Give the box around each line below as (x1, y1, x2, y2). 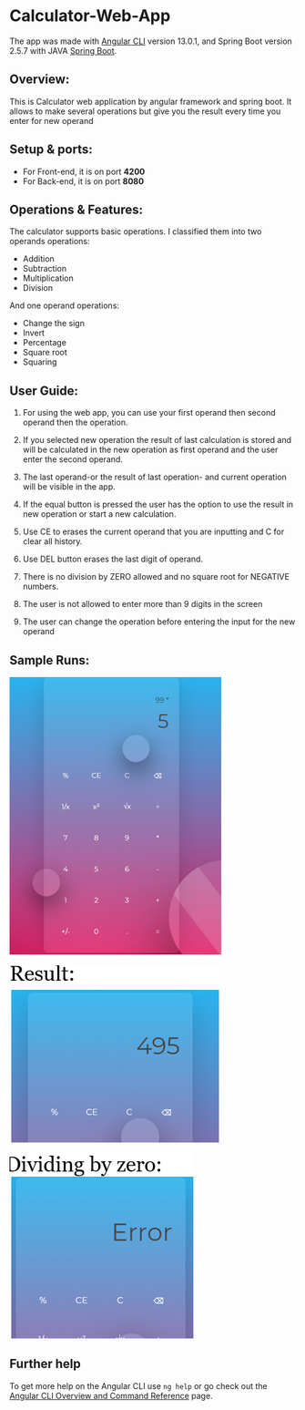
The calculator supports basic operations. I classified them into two (9, 226, 262, 237)
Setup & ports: (9, 142, 93, 158)
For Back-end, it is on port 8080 (22, 175, 144, 187)
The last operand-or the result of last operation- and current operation (22, 471, 287, 483)
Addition (22, 253, 55, 264)
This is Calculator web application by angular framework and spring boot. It (9, 96, 292, 107)
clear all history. (22, 536, 83, 547)
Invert (22, 327, 46, 338)
